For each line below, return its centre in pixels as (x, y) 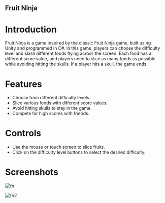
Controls (23, 133)
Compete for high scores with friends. (51, 114)
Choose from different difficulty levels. (51, 98)
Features (24, 84)
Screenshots (32, 172)
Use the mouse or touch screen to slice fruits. (59, 147)
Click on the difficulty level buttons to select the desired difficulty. (79, 152)
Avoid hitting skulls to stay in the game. (52, 108)
